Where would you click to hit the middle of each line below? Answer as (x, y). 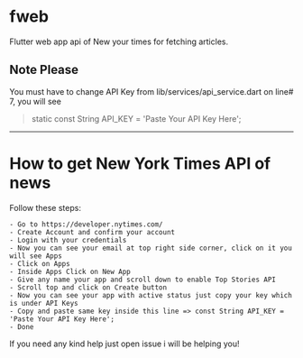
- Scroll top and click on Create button (88, 287)
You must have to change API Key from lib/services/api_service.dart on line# (151, 91)
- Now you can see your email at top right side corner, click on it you (151, 248)
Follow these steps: (45, 207)
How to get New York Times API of (140, 163)
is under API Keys (44, 303)
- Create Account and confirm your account (92, 232)
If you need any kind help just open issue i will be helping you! (125, 344)
